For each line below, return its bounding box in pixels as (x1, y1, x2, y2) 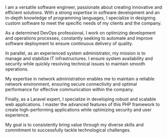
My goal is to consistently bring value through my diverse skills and (5, 122, 144, 127)
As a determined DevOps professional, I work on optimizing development (5, 30, 156, 35)
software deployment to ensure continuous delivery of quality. (5, 40, 133, 46)
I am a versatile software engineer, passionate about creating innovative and (5, 4, 162, 10)
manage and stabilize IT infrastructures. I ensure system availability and (5, 55, 153, 61)
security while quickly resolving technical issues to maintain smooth (5, 61, 145, 66)
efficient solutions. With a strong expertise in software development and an (5, 9, 160, 15)
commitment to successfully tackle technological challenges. (5, 127, 131, 133)
